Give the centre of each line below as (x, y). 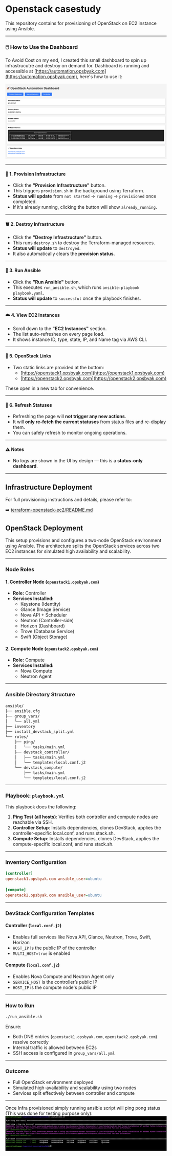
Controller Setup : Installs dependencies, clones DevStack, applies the (87, 827)
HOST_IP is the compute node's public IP (55, 987)
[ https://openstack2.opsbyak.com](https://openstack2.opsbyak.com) (93, 378)
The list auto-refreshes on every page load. (59, 334)
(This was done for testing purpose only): (49, 1113)
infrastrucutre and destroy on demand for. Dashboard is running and (77, 66)
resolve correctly (30, 1042)
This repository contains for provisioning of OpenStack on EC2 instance (81, 23)
